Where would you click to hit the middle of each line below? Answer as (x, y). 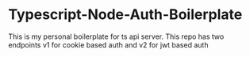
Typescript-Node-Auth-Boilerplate (125, 15)
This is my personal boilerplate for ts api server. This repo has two (116, 36)
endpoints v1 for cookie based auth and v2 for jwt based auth (108, 44)
